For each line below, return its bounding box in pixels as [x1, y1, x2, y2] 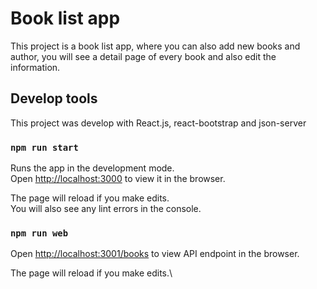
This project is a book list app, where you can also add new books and [10, 40, 301, 52]
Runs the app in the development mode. [10, 162, 175, 174]
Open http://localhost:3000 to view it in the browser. [10, 173, 226, 185]
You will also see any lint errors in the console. [10, 203, 202, 215]
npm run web [10, 227, 69, 239]
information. [10, 61, 61, 73]
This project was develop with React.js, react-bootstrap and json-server [10, 117, 307, 129]
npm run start [10, 142, 79, 153]
